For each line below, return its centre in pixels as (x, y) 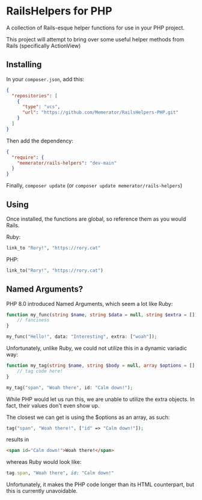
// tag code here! (40, 371)
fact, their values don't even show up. (53, 405)
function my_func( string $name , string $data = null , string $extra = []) (102, 315)
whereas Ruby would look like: (44, 462)
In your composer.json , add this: (45, 79)
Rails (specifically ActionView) (44, 46)
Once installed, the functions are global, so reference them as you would (96, 219)
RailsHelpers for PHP (59, 11)
